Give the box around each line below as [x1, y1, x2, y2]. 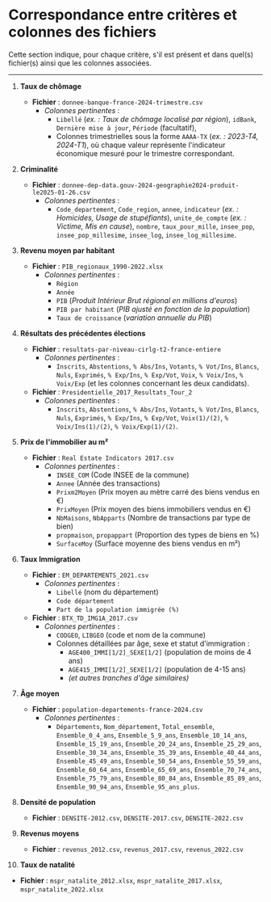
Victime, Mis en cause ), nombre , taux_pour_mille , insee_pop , [56, 221, 256, 231]
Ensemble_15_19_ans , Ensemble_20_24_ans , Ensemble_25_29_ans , [56, 738, 262, 748]
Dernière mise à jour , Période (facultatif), [56, 123, 198, 133]
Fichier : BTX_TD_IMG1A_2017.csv [31, 613, 139, 622]
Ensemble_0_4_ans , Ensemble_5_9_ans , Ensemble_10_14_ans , [56, 730, 248, 740]
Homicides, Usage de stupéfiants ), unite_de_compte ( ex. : [56, 213, 247, 222]
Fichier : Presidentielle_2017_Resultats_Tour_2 [31, 386, 193, 397]
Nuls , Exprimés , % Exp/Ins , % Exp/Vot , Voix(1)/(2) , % [56, 412, 228, 422]
